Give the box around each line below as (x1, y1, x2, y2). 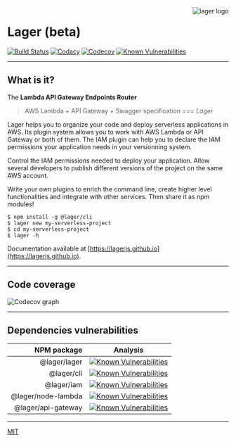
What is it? (7, 74, 55, 87)
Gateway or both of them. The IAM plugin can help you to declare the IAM (7, 135, 221, 144)
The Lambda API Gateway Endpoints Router (7, 93, 137, 101)
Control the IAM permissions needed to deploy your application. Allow (7, 156, 210, 165)
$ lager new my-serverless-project (7, 220, 112, 227)
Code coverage (7, 279, 76, 291)
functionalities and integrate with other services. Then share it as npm (7, 192, 210, 201)
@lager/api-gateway (13, 403, 83, 412)
